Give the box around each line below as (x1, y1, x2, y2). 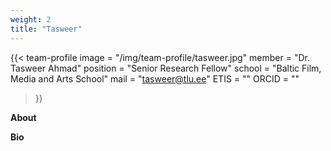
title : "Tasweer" (10, 24, 83, 34)
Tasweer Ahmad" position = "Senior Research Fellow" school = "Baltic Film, (10, 62, 322, 74)
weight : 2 (10, 14, 52, 25)
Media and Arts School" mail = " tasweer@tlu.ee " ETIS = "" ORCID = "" (10, 72, 300, 85)
